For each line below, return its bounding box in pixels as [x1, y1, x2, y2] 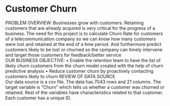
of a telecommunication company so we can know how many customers [5, 36, 156, 42]
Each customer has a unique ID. [5, 94, 72, 101]
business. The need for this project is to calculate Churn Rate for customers [5, 30, 163, 36]
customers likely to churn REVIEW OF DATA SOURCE [5, 73, 115, 79]
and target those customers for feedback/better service [5, 51, 121, 58]
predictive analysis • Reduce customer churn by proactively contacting [5, 68, 154, 74]
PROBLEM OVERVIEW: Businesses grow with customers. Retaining [5, 20, 144, 26]
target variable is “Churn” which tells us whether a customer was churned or [5, 84, 165, 90]
